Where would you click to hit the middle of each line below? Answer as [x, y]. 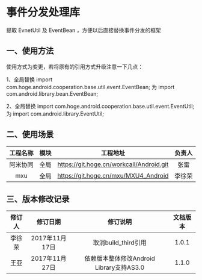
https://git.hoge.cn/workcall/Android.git [113, 164]
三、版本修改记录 [38, 199]
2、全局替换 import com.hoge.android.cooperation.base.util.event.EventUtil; [100, 106]
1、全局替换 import [29, 79]
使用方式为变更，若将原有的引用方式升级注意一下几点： [75, 66]
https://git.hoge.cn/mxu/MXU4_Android [113, 175]
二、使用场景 [30, 135]
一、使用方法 [30, 51]
